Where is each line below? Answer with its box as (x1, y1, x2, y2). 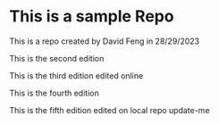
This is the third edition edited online (9, 70, 144, 81)
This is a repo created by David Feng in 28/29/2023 (9, 36, 199, 46)
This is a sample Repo (9, 6, 174, 27)
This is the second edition (9, 53, 105, 63)
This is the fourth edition (9, 87, 100, 98)
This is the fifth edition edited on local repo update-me (9, 104, 210, 115)
